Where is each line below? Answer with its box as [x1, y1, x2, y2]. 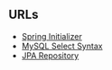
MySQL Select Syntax [21, 40, 103, 51]
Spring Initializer [21, 31, 82, 41]
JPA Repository [21, 49, 79, 61]
